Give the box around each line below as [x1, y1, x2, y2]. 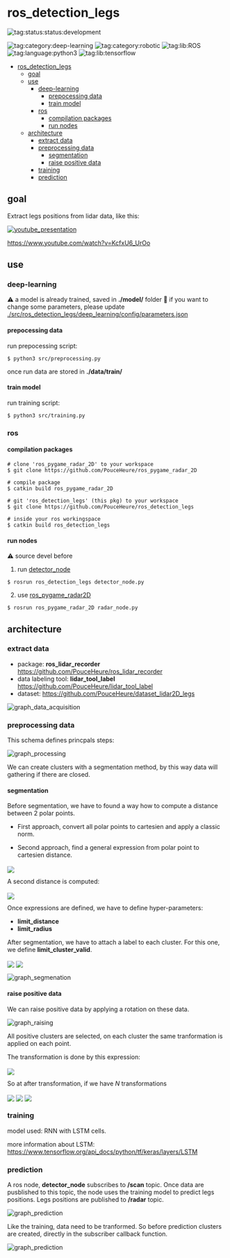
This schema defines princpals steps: [7, 736, 115, 745]
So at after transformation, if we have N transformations [7, 1079, 167, 1088]
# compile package [7, 478, 60, 486]
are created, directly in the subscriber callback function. [7, 1229, 168, 1239]
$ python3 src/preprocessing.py [7, 355, 101, 362]
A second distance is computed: [7, 878, 99, 886]
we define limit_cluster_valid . [7, 946, 92, 954]
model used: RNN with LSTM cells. [7, 1127, 106, 1135]
